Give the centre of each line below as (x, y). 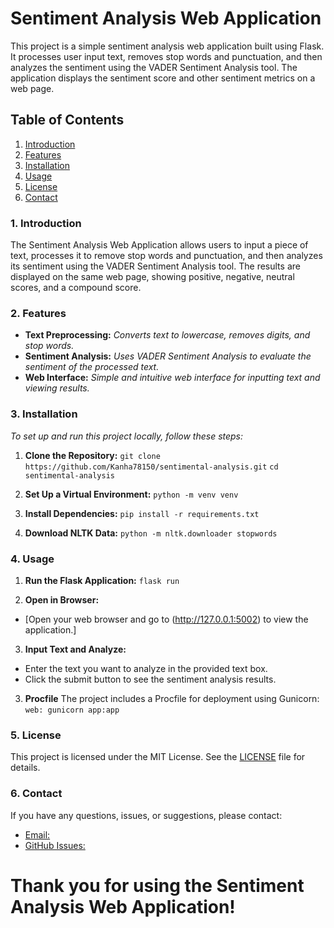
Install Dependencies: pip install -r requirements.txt (142, 513)
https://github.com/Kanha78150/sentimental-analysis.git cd (151, 467)
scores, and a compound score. (76, 288)
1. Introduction (46, 223)
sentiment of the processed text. (92, 367)
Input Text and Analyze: (75, 649)
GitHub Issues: (55, 845)
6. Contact (36, 794)
